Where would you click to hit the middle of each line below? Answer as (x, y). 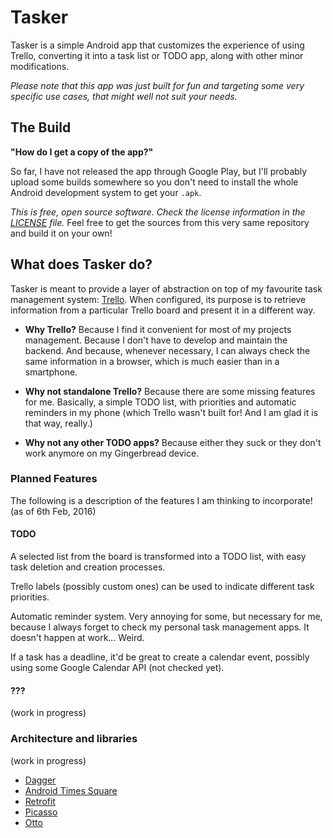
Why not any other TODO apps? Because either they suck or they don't (173, 442)
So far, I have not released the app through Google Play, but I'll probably (159, 171)
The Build (41, 127)
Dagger (40, 780)
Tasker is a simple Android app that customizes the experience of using (157, 45)
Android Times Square (71, 790)
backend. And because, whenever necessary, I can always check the (167, 350)
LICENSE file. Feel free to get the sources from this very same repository (160, 222)
